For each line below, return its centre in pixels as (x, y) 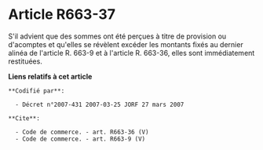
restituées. (26, 61)
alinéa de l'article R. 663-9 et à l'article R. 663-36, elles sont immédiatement (131, 53)
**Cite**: (24, 118)
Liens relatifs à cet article (50, 76)
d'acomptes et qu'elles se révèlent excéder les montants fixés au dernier (126, 44)
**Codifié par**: (37, 91)
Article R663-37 (62, 15)
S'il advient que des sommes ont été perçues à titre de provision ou (117, 36)
